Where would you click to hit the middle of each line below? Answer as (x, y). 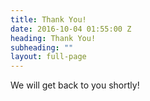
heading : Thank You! (53, 38)
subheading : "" (42, 47)
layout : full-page (48, 57)
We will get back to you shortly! (75, 85)
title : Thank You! (48, 19)
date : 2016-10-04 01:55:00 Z (71, 29)
